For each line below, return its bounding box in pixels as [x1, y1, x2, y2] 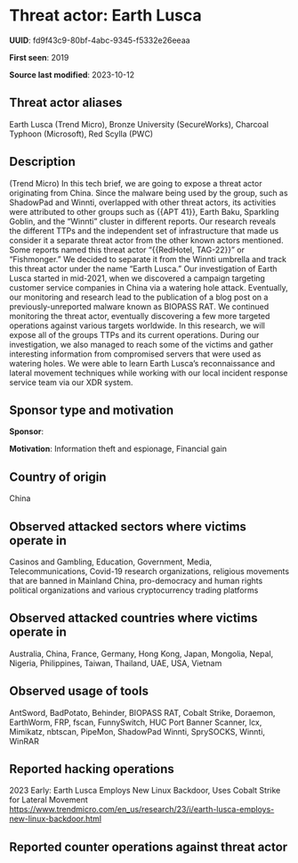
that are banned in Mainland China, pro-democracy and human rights [9, 576, 263, 586]
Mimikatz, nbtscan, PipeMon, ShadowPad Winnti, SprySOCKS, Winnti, [9, 726, 265, 736]
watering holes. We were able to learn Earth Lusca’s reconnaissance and [9, 358, 276, 368]
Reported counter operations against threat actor [9, 839, 288, 854]
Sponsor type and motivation [9, 402, 174, 417]
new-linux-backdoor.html [9, 813, 102, 825]
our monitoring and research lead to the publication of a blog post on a [9, 292, 269, 302]
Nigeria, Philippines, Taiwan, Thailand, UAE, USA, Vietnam [9, 657, 222, 669]
